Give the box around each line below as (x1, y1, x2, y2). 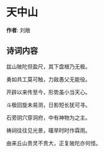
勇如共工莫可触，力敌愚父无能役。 (6, 76, 91, 83)
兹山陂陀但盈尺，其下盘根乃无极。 (6, 62, 91, 70)
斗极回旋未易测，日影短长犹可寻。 (6, 101, 91, 108)
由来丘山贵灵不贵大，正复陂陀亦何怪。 (6, 139, 101, 147)
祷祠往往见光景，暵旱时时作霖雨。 (6, 127, 91, 134)
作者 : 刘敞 (6, 26, 31, 34)
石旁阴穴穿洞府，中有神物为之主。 (6, 114, 91, 121)
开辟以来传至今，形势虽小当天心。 (6, 88, 91, 96)
